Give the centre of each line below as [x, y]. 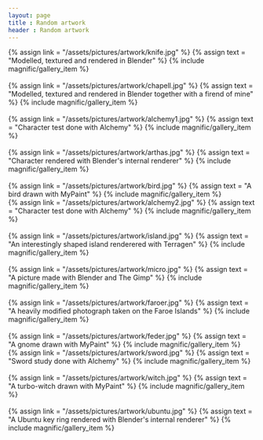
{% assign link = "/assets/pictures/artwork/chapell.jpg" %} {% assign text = [131, 86]
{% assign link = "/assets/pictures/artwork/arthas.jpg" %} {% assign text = [129, 152]
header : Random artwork [49, 30]
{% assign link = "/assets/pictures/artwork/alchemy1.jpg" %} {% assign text [131, 119]
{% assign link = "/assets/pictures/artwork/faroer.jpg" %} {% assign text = [128, 302]
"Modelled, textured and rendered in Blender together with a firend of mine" [131, 94]
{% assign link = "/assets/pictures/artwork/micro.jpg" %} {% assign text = [128, 269]
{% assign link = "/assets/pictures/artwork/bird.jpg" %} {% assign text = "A [130, 186]
